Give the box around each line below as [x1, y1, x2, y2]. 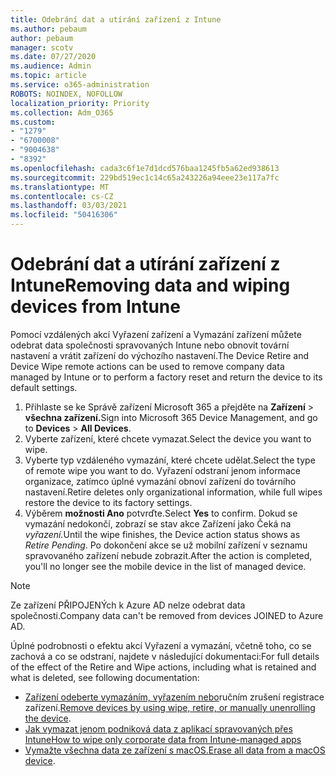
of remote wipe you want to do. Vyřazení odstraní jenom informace [24, 464, 301, 476]
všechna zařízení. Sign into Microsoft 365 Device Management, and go [24, 411, 318, 423]
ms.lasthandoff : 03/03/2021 [10, 201, 128, 211]
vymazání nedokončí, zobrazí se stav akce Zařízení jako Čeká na [24, 517, 292, 530]
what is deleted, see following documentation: [10, 671, 200, 683]
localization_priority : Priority [10, 98, 150, 108]
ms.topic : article [10, 71, 87, 81]
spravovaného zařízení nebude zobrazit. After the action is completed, [24, 549, 313, 561]
